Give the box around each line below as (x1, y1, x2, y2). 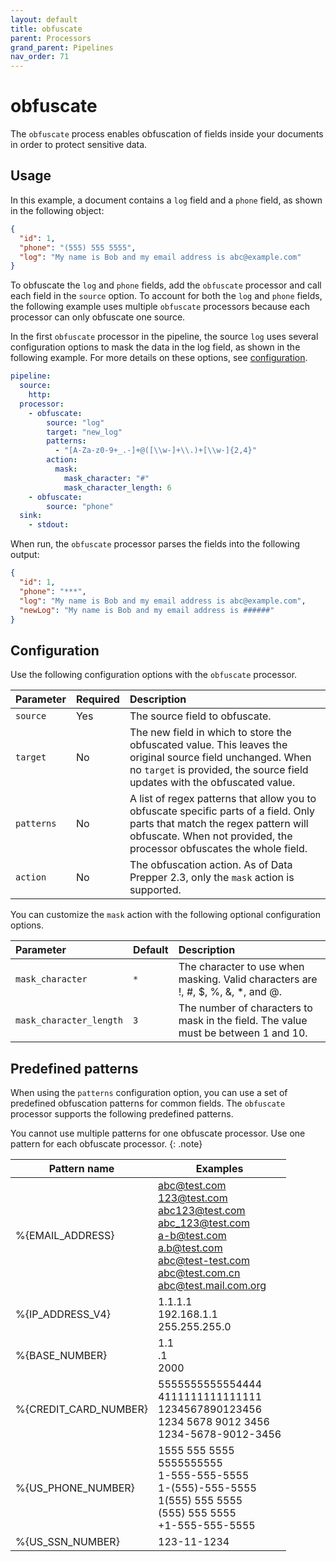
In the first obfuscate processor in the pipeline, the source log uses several (10, 331, 319, 343)
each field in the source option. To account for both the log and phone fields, (10, 290, 323, 302)
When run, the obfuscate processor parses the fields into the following (10, 538, 301, 550)
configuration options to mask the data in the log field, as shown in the (10, 341, 301, 353)
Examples (195, 1162, 244, 1175)
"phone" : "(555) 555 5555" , (19, 242, 137, 253)
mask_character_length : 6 (63, 482, 172, 493)
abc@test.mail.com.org (158, 1279, 267, 1292)
